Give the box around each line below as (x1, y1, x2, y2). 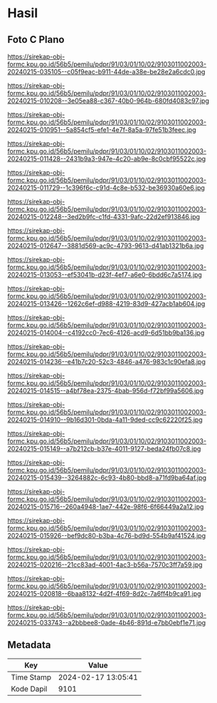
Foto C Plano (7, 34, 65, 46)
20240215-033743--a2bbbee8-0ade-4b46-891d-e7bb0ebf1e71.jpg (7, 619, 206, 627)
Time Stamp (11, 672, 52, 682)
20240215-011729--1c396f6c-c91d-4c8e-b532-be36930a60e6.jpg (7, 183, 205, 192)
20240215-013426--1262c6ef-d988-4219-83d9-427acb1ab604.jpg (7, 300, 206, 308)
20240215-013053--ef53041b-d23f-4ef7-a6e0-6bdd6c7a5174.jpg (7, 270, 203, 279)
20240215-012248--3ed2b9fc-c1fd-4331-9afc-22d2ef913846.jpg (7, 213, 201, 221)
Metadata (7, 639, 51, 651)
